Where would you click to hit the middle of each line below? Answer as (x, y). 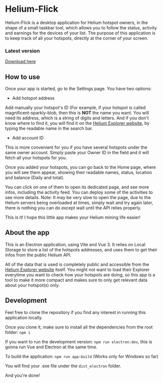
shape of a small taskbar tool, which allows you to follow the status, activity (81, 27)
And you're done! (23, 375)
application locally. (24, 317)
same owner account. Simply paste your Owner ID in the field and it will (77, 153)
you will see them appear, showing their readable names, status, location (79, 173)
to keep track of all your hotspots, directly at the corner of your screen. (77, 38)
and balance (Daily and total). (35, 178)
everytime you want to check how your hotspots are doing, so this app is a (80, 274)
